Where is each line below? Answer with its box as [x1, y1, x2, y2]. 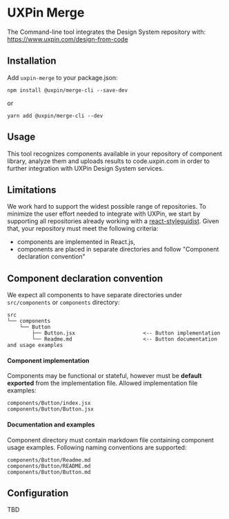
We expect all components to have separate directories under [7, 291, 183, 299]
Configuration [7, 487, 69, 499]
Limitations [7, 184, 57, 196]
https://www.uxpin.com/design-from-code [7, 35, 129, 43]
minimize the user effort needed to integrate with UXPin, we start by [7, 209, 201, 218]
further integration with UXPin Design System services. [7, 164, 164, 172]
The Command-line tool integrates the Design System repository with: [7, 28, 206, 36]
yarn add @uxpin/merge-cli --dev [7, 112, 103, 119]
